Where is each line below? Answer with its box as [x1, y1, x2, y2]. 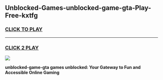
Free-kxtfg [5, 12, 38, 20]
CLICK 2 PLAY [5, 44, 39, 51]
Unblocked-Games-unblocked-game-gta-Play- [5, 4, 151, 12]
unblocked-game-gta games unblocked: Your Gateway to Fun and [5, 64, 141, 70]
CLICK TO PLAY [5, 26, 43, 33]
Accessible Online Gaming [5, 69, 60, 75]
